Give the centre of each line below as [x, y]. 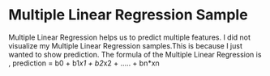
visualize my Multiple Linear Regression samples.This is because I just [126, 45]
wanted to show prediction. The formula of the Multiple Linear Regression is [135, 54]
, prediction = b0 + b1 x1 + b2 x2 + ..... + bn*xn [84, 63]
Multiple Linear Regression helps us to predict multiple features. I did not [130, 37]
